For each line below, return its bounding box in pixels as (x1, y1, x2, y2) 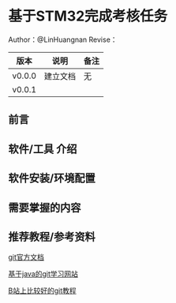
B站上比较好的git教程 (8, 286, 77, 296)
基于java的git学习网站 (8, 269, 79, 279)
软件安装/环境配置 (8, 171, 96, 185)
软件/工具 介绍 (8, 142, 77, 155)
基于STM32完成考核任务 (8, 7, 168, 25)
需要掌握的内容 (8, 200, 81, 214)
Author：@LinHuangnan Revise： (8, 35, 118, 44)
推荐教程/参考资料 (8, 230, 96, 243)
